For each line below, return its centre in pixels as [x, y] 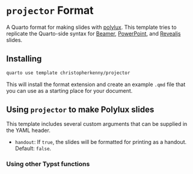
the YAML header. [29, 131]
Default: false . [33, 149]
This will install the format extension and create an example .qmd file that [96, 84]
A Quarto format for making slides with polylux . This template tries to [91, 27]
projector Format [50, 11]
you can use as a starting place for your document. [69, 90]
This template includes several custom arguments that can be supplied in [97, 124]
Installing [24, 59]
